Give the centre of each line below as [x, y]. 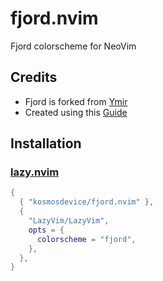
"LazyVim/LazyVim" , [69, 221]
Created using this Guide [76, 112]
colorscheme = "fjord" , [86, 239]
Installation [46, 143]
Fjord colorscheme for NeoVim [73, 46]
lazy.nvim [35, 172]
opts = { [46, 230]
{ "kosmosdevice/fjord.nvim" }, [87, 202]
